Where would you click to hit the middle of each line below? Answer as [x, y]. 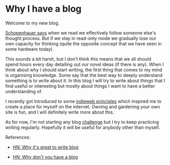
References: [18, 137]
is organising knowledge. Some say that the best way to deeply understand [84, 75]
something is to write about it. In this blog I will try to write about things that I [85, 80]
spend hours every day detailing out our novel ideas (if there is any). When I [84, 64]
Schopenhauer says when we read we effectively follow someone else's [81, 33]
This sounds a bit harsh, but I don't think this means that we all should [78, 59]
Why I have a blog [43, 9]
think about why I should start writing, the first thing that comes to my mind [84, 70]
